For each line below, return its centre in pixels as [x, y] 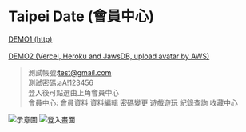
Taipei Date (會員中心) [81, 16]
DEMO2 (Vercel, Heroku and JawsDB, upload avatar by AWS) [109, 56]
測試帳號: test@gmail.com [69, 72]
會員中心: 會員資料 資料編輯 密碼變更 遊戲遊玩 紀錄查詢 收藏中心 [133, 102]
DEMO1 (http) [30, 39]
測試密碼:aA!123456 [61, 82]
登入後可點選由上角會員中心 [73, 92]
